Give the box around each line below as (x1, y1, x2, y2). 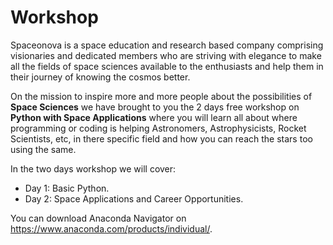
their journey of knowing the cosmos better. (10, 71, 191, 83)
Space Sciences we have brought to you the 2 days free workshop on (10, 101, 300, 113)
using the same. (10, 143, 77, 155)
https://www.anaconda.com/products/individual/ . (10, 222, 213, 235)
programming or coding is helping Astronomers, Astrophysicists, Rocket (10, 122, 307, 134)
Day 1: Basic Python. (24, 182, 110, 194)
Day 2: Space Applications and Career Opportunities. (24, 192, 244, 205)
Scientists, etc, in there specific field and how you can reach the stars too (10, 132, 313, 145)
